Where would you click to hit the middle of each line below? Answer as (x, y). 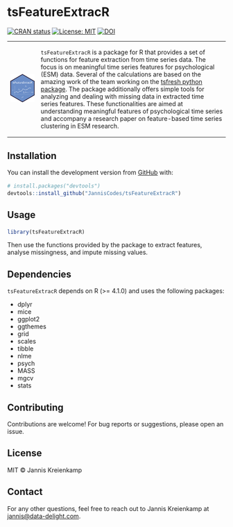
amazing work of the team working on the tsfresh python (121, 81)
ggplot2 (28, 319)
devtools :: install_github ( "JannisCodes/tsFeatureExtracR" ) (94, 193)
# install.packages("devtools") (54, 186)
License (25, 453)
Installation (32, 156)
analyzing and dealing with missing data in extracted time (122, 96)
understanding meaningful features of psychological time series (132, 111)
